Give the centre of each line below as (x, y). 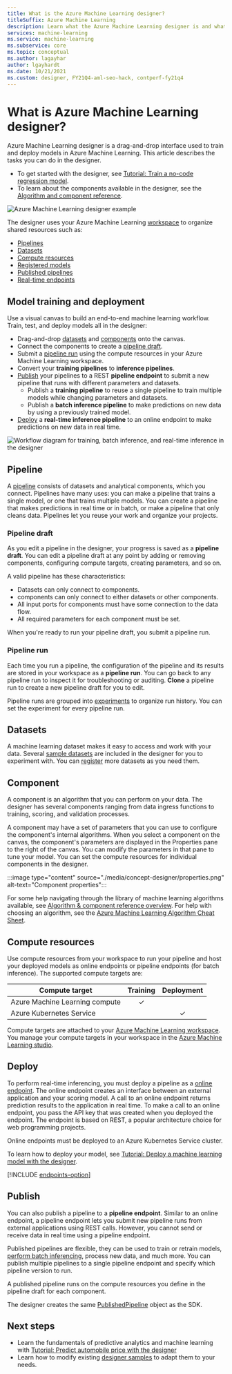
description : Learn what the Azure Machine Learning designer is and (109, 26)
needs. (27, 1365)
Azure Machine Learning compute (66, 1002)
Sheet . (17, 920)
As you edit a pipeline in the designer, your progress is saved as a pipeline (113, 548)
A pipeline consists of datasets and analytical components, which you (106, 486)
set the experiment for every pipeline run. (66, 708)
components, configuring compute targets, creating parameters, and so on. (115, 563)
